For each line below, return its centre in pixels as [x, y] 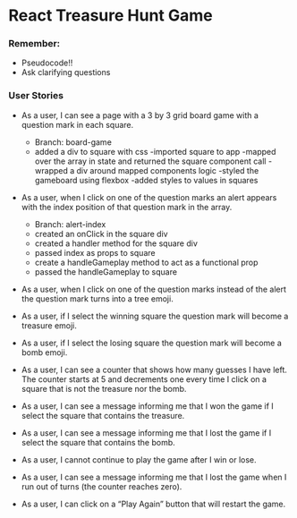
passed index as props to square [95, 252]
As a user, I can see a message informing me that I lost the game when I [154, 477]
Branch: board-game [73, 142]
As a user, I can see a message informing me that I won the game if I [147, 406]
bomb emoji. [44, 352]
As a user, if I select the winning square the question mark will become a [155, 316]
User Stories [36, 96]
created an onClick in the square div [101, 234]
